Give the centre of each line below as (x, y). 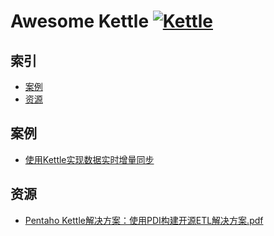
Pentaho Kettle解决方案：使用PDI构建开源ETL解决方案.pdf (144, 220)
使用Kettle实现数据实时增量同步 (89, 159)
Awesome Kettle (80, 21)
